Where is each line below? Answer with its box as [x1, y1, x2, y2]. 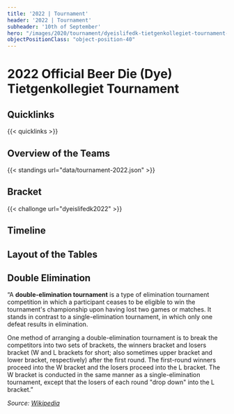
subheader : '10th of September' [7, 23, 101, 30]
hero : [7, 29, 23, 37]
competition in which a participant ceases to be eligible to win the [7, 298, 196, 307]
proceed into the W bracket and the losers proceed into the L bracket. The [7, 363, 221, 371]
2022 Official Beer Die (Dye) [7, 66, 173, 82]
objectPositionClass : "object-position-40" [7, 36, 136, 43]
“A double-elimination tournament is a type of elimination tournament [7, 291, 210, 299]
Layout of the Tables [7, 248, 97, 260]
